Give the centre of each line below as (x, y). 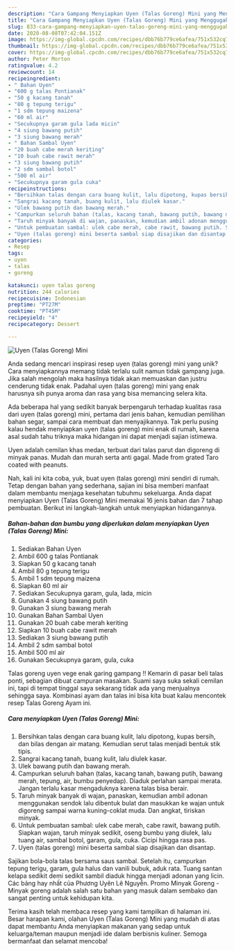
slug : (16, 26)
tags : (16, 254)
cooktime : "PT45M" (34, 311)
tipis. (25, 751)
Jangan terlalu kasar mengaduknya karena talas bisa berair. (103, 788)
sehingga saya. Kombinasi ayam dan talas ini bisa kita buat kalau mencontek (117, 695)
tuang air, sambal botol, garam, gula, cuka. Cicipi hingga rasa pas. (112, 840)
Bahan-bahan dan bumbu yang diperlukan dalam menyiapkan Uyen (109, 524)
